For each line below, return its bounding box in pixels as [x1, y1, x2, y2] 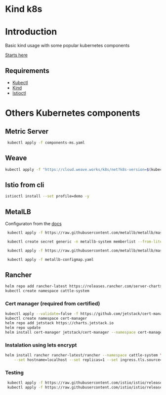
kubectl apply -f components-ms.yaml [7, 140, 85, 145]
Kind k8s [5, 3, 42, 15]
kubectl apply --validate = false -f [5, 311, 79, 316]
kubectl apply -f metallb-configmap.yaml [7, 257, 94, 262]
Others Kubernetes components [5, 107, 140, 119]
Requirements [5, 66, 49, 75]
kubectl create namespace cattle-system [5, 289, 90, 294]
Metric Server [5, 127, 48, 136]
